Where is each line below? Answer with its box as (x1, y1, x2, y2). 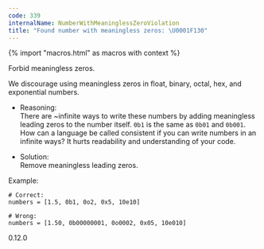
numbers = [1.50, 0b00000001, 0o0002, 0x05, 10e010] (8, 220, 187, 228)
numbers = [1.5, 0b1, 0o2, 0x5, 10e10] (8, 198, 141, 207)
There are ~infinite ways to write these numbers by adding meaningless (19, 111, 256, 121)
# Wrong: (8, 212, 37, 220)
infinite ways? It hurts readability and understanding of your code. (19, 137, 236, 146)
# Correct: (8, 192, 45, 200)
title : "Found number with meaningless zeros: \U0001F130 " (8, 26, 208, 34)
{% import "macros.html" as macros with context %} (8, 49, 181, 58)
